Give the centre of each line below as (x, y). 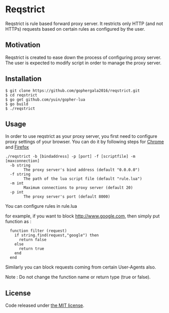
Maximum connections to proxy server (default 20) (78, 188)
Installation (23, 79)
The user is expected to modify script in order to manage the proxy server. (83, 63)
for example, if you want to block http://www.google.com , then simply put (82, 216)
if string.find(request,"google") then (57, 235)
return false (33, 240)
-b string (20, 165)
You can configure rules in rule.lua (41, 206)
